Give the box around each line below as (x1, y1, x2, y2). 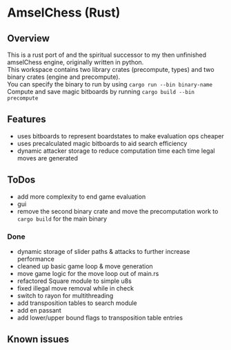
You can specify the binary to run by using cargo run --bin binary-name (7, 80, 212, 88)
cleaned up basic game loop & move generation (17, 261, 153, 270)
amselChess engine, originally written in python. (7, 58, 144, 66)
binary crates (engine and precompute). (7, 73, 121, 81)
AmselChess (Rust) (7, 5, 121, 21)
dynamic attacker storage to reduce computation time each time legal (17, 147, 215, 155)
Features (7, 113, 46, 125)
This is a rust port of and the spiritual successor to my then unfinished (7, 50, 207, 59)
